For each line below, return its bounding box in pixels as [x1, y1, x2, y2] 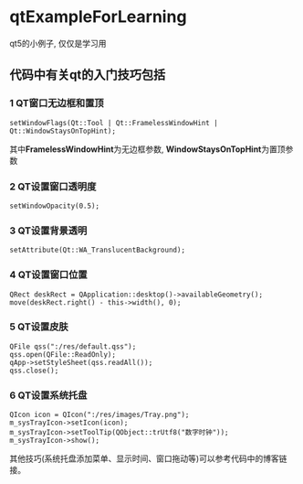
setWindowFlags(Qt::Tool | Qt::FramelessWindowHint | [9, 118, 219, 127]
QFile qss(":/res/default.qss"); [9, 341, 137, 351]
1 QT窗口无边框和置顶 [9, 97, 104, 110]
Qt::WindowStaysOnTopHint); [9, 126, 117, 135]
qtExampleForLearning [9, 6, 187, 27]
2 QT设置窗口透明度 [9, 180, 97, 193]
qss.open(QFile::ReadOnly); [9, 350, 117, 359]
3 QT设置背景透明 [9, 224, 88, 237]
